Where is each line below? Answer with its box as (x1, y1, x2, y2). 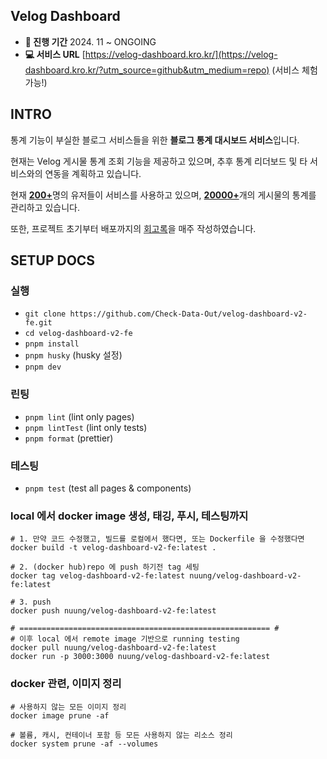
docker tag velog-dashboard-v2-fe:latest (10, 571, 186, 581)
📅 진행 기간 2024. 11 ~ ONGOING (24, 35, 157, 48)
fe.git (24, 318, 53, 328)
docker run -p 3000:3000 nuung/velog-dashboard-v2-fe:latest (10, 652, 271, 662)
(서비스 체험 (271, 64, 318, 76)
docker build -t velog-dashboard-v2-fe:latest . (10, 543, 217, 553)
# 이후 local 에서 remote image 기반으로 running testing (10, 634, 240, 644)
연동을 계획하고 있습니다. (44, 167, 142, 179)
